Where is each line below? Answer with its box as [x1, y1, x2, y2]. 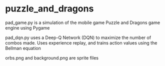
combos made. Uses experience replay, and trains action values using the [5, 39, 157, 45]
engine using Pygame [5, 24, 50, 30]
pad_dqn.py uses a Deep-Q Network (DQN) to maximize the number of [5, 34, 151, 40]
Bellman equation [5, 45, 41, 51]
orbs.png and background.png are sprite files [5, 54, 99, 60]
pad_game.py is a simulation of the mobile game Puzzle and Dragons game [5, 19, 160, 25]
